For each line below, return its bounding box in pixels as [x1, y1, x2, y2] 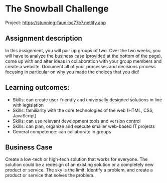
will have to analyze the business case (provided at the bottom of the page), [5, 53, 162, 59]
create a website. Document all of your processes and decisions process [5, 63, 156, 69]
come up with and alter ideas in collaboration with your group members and [5, 58, 162, 64]
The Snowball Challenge [5, 3, 109, 15]
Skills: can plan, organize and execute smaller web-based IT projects [12, 123, 155, 129]
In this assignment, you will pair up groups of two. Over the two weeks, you [5, 47, 161, 53]
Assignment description [5, 34, 83, 43]
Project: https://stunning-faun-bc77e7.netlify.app [5, 20, 106, 26]
